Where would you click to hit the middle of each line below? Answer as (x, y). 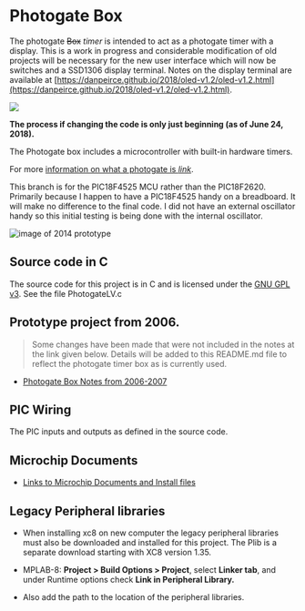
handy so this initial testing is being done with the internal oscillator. (137, 216)
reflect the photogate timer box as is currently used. (129, 363)
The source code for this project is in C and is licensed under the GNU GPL (150, 284)
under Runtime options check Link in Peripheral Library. (128, 580)
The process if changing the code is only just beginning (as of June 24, (147, 124)
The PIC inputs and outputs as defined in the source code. (119, 432)
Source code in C (59, 262)
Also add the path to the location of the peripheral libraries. (133, 597)
